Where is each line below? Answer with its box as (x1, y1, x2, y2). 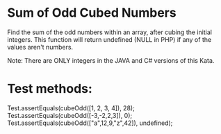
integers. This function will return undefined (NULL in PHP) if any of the (7, 35, 212, 43)
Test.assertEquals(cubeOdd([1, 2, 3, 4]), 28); (7, 103, 136, 112)
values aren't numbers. (7, 43, 74, 51)
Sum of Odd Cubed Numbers (7, 5, 177, 21)
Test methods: (7, 81, 92, 97)
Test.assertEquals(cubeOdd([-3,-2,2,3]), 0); (7, 111, 133, 119)
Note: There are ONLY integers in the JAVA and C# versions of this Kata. (7, 56, 215, 64)
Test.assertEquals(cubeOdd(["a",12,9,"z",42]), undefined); (7, 119, 173, 127)
